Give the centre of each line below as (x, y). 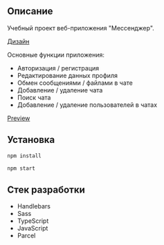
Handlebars (34, 206)
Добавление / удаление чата (60, 90)
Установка (31, 140)
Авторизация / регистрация (58, 68)
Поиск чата (34, 97)
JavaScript (33, 228)
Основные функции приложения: (56, 55)
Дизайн (18, 41)
